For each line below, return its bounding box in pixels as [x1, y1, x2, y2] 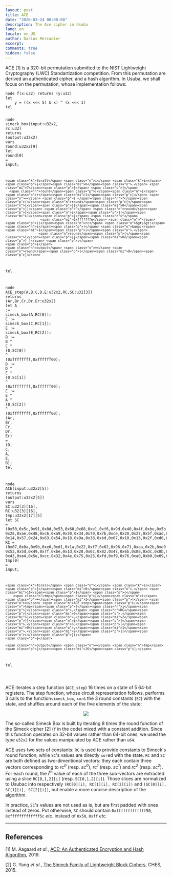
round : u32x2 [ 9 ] [5, 144, 38, 149]
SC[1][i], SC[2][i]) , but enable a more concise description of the [5, 787, 146, 793]
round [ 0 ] [5, 153, 24, 158]
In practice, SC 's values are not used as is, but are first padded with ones [5, 802, 159, 808]
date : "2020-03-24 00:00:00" [5, 17, 68, 22]
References [5, 832, 43, 841]
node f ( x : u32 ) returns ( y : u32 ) [5, 91, 72, 96]
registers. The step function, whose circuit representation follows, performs [5, 690, 165, 696]
